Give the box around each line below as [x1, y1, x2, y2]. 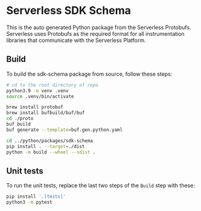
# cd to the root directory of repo [6, 82, 98, 88]
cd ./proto [6, 116, 34, 122]
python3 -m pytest [6, 199, 53, 206]
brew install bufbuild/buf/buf [6, 110, 85, 116]
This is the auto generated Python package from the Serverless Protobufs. [6, 24, 191, 31]
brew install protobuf [6, 104, 63, 110]
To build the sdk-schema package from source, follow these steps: [6, 70, 173, 78]
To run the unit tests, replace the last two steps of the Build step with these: [6, 182, 195, 189]
